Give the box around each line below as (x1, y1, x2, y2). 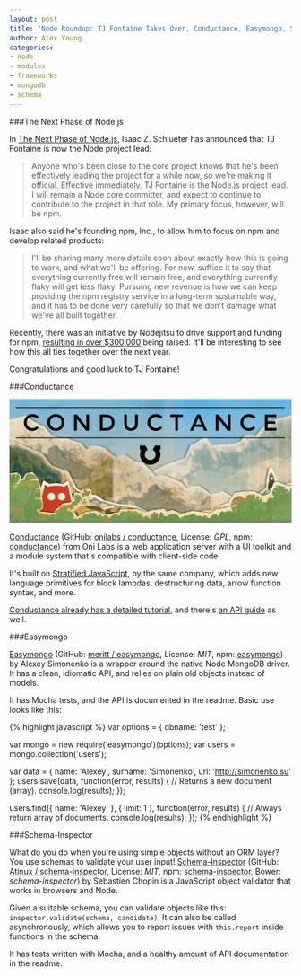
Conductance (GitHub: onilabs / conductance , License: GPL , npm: (9, 532, 253, 542)
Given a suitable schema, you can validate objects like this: (9, 902, 227, 913)
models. (9, 678, 39, 689)
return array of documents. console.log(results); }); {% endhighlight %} (9, 813, 272, 823)
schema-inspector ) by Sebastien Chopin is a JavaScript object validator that (9, 875, 291, 886)
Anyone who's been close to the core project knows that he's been (30, 160, 279, 171)
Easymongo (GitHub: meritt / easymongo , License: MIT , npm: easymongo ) (9, 649, 284, 660)
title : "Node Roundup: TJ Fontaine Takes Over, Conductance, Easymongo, (9, 23, 287, 33)
